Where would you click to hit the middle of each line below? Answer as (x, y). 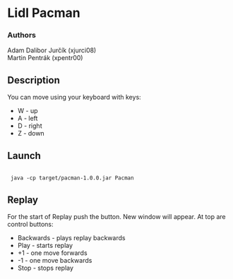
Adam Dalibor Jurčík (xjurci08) (52, 50)
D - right (30, 126)
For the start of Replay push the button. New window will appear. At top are (116, 216)
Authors (22, 35)
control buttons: (30, 224)
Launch (24, 156)
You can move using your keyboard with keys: (74, 97)
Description (34, 80)
